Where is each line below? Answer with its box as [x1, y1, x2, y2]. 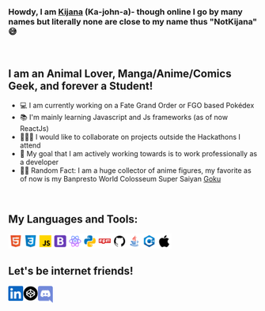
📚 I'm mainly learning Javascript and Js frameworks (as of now [19, 113, 228, 122]
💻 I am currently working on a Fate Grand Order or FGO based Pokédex [19, 101, 255, 111]
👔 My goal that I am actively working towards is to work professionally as [19, 149, 258, 159]
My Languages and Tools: [8, 212, 138, 226]
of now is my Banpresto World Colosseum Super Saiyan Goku [19, 174, 221, 184]
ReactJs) [19, 124, 49, 133]
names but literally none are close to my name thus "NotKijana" [8, 16, 258, 27]
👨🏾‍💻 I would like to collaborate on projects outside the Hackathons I [19, 133, 241, 142]
